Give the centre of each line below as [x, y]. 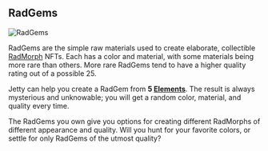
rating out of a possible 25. [53, 73]
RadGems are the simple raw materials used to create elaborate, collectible [132, 48]
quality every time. [39, 105]
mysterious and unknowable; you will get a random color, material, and [125, 97]
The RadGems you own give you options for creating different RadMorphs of [134, 121]
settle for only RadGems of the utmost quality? [85, 138]
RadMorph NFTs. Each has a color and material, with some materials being [131, 56]
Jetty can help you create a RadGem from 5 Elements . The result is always [132, 89]
